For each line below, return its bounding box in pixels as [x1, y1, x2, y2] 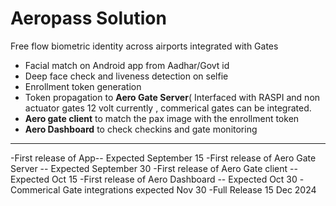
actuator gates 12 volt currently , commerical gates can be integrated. [24, 102, 312, 114]
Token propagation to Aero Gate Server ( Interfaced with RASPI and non [24, 91, 321, 103]
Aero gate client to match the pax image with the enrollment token [24, 112, 300, 124]
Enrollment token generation [24, 80, 142, 92]
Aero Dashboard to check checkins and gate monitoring [24, 123, 258, 135]
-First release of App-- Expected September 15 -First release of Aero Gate [10, 152, 317, 164]
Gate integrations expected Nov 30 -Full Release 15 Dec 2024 [62, 183, 317, 196]
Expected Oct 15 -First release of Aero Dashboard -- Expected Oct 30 [10, 173, 298, 185]
